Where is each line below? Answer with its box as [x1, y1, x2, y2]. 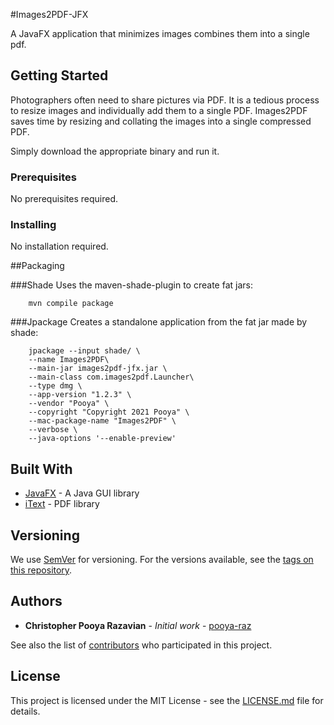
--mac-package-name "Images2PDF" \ [28, 416, 177, 426]
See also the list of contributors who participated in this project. [10, 639, 273, 651]
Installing [10, 218, 57, 232]
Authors [10, 593, 63, 610]
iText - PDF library [24, 498, 100, 510]
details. [10, 705, 41, 717]
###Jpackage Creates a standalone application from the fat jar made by [10, 316, 308, 328]
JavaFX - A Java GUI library [24, 487, 140, 499]
